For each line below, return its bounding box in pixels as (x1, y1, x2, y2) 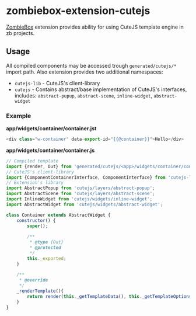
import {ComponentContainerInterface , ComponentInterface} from (6, 174, 166, 180)
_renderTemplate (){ (16, 288, 64, 294)
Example (6, 112, 32, 120)
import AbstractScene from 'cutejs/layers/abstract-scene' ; (6, 191, 156, 197)
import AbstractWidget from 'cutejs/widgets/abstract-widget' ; (6, 202, 163, 207)
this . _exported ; (27, 255, 66, 261)
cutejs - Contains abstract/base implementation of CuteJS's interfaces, (14, 86, 187, 93)
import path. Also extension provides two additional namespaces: (6, 68, 163, 75)
